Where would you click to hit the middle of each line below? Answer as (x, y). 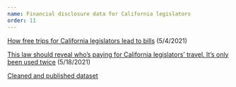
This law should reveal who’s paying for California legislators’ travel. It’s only (118, 54)
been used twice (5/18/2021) (49, 62)
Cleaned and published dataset (53, 76)
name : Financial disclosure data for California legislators (99, 14)
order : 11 (22, 21)
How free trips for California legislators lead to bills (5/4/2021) (97, 40)
